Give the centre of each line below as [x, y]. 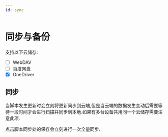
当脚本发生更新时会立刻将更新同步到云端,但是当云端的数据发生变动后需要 [82, 105]
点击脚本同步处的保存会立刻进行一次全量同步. [53, 129]
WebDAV [22, 62]
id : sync [15, 10]
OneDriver [23, 74]
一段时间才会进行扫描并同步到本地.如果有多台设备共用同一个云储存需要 [84, 112]
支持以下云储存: [22, 52]
